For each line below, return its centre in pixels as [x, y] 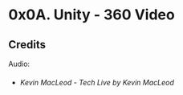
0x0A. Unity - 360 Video [91, 15]
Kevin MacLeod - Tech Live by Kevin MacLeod [97, 82]
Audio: [19, 64]
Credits [27, 45]
